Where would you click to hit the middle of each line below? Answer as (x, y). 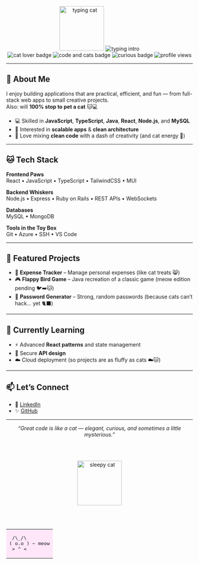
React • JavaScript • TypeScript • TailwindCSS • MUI (71, 180)
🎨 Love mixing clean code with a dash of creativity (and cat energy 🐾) (100, 136)
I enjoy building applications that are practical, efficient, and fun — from (94, 93)
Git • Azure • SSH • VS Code (41, 234)
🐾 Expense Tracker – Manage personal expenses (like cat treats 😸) (97, 272)
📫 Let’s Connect (38, 387)
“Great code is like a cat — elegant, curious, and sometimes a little (99, 428)
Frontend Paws (25, 174)
